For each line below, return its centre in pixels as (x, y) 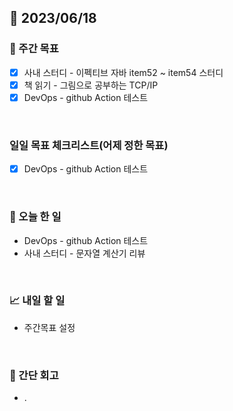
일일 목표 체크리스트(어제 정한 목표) (89, 145)
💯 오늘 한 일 (35, 217)
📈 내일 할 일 (37, 301)
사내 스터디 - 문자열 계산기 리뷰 (84, 253)
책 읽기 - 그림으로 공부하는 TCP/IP (91, 85)
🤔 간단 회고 (34, 375)
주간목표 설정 (49, 327)
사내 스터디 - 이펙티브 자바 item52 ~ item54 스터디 (123, 72)
